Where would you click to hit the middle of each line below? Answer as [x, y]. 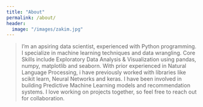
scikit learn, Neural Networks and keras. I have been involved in [102, 79]
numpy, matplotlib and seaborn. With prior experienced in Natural [104, 66]
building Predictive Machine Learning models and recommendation [106, 86]
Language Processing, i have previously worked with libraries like [104, 72]
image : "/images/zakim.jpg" [48, 29]
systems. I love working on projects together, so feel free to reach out [109, 92]
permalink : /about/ [31, 18]
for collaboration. [43, 98]
